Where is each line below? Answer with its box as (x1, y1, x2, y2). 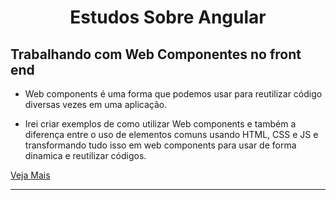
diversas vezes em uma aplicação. (24, 99, 168, 110)
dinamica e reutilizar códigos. (24, 150, 147, 161)
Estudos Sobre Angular (69, 6, 267, 29)
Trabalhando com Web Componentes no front (10, 46, 302, 63)
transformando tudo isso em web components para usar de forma (24, 139, 297, 151)
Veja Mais (10, 169, 51, 181)
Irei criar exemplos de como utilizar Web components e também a (24, 118, 297, 130)
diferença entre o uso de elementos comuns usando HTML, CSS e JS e (24, 129, 319, 140)
